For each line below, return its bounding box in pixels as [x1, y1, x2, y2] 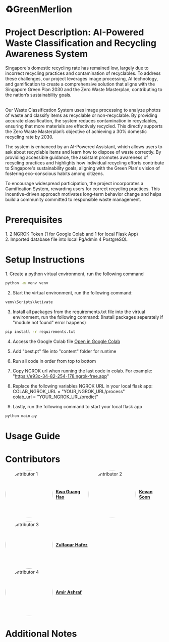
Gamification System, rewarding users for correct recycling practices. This [5, 186, 160, 192]
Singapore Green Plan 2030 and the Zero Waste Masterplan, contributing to [5, 87, 162, 93]
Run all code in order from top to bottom [12, 358, 96, 364]
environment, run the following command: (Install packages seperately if [12, 314, 163, 320]
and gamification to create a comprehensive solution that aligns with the [5, 81, 155, 87]
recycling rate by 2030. [5, 134, 54, 140]
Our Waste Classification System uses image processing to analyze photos [5, 107, 161, 113]
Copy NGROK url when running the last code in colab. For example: [12, 368, 153, 374]
